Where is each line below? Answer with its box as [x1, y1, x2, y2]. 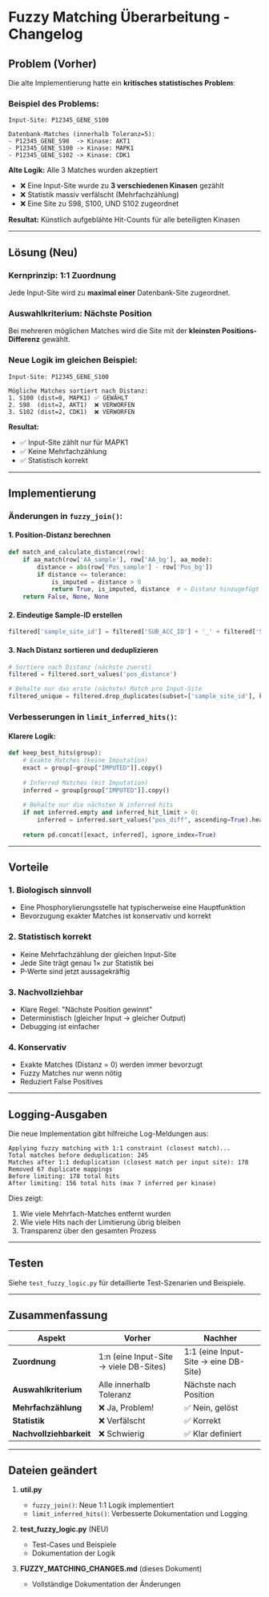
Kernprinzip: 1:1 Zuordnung [8, 269, 116, 280]
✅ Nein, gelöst [183, 1402, 239, 1413]
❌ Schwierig [98, 1428, 145, 1439]
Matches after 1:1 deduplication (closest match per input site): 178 [8, 1158, 249, 1167]
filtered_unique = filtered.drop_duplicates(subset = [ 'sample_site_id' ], [8, 693, 256, 701]
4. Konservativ [8, 1041, 66, 1052]
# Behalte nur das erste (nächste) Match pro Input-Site [8, 685, 203, 693]
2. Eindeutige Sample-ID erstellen [8, 609, 122, 620]
